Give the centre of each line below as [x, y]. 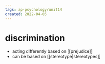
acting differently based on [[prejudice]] [52, 51]
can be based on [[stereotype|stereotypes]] [56, 57]
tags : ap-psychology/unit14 [34, 9]
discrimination [35, 38]
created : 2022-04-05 [26, 14]
